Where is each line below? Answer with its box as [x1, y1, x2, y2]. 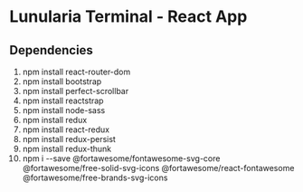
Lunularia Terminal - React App [9, 6, 248, 27]
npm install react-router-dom [22, 66, 131, 77]
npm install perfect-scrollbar [22, 86, 129, 96]
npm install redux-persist [22, 134, 116, 144]
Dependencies [9, 43, 93, 58]
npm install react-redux [22, 124, 110, 135]
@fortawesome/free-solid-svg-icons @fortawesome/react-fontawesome [22, 163, 295, 173]
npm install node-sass [22, 105, 106, 115]
